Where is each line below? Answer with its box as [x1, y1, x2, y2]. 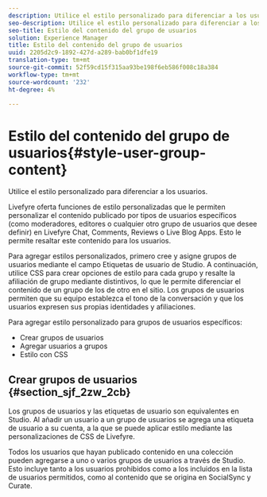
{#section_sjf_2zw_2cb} [8, 385, 131, 398]
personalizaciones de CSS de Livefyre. [8, 432, 135, 441]
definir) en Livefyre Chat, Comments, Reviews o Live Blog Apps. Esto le [8, 227, 242, 237]
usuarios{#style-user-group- [8, 144, 207, 161]
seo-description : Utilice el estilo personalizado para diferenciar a [8, 19, 247, 27]
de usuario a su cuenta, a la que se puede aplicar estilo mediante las [8, 423, 233, 433]
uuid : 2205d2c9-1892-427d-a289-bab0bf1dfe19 [8, 49, 158, 56]
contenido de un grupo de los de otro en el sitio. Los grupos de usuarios [8, 285, 245, 295]
